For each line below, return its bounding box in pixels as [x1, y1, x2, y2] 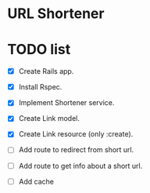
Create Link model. [18, 114, 80, 123]
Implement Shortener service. [18, 98, 115, 107]
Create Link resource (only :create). [18, 129, 134, 139]
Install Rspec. [18, 82, 62, 92]
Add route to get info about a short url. [18, 161, 143, 170]
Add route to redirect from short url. [18, 145, 134, 155]
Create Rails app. [18, 67, 74, 76]
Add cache [18, 177, 54, 186]
